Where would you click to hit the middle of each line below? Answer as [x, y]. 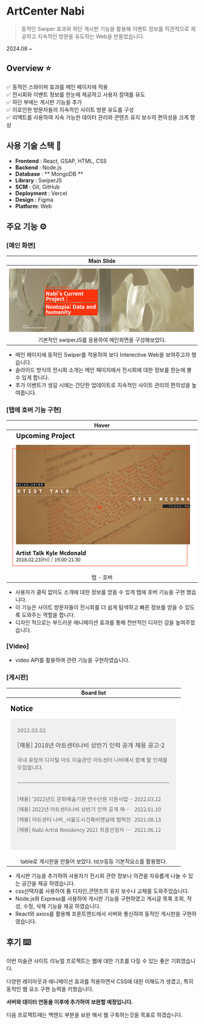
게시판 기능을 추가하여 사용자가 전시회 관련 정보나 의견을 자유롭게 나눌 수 [101, 876]
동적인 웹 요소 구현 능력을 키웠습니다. [50, 989]
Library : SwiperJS [39, 180]
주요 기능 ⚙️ [27, 226]
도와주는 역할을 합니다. [49, 614]
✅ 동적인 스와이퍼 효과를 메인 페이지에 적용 [57, 87]
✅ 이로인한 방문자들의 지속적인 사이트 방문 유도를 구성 [70, 109]
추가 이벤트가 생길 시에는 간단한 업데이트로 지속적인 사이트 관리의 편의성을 [103, 385]
